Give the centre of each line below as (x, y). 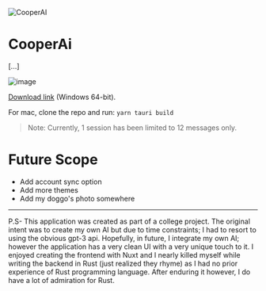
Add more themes (49, 190)
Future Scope (53, 160)
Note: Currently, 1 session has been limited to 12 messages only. (132, 128)
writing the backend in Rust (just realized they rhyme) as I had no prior (123, 263)
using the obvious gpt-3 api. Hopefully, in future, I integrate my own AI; (124, 238)
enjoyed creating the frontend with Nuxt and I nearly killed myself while (125, 255)
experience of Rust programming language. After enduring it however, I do (129, 272)
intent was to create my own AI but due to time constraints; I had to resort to (133, 229)
